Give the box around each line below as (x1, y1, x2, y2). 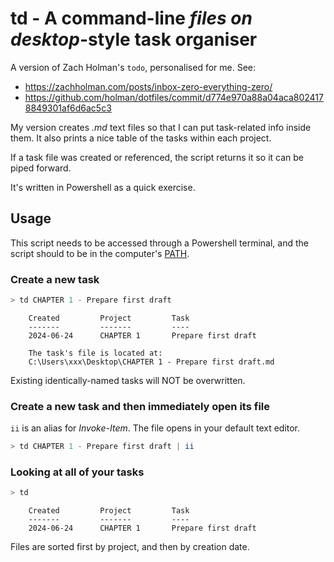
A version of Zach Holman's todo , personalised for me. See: (10, 61, 257, 73)
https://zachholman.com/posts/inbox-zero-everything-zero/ (24, 80, 273, 92)
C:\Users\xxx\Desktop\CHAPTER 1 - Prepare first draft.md (28, 357, 275, 367)
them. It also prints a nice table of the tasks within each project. (10, 132, 272, 144)
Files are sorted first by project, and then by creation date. (10, 541, 250, 553)
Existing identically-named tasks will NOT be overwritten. (10, 374, 246, 386)
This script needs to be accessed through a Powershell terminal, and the (10, 237, 309, 249)
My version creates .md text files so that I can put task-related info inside (10, 121, 312, 133)
